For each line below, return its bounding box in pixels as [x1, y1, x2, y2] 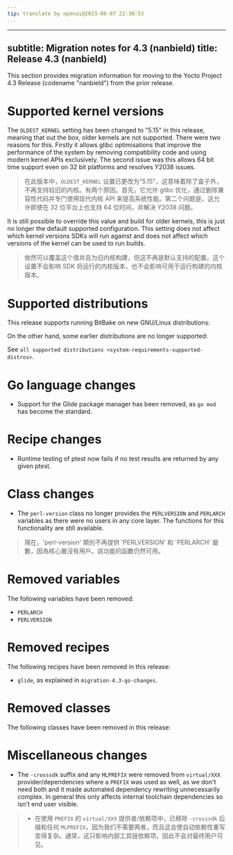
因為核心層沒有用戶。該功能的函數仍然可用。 [36, 547, 164, 555]
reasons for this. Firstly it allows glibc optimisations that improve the [7, 141, 202, 149]
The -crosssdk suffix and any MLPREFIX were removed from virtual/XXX [17, 770, 221, 779]
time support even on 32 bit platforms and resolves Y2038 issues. [7, 163, 196, 171]
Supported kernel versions [7, 103, 164, 119]
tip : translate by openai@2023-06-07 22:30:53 [7, 10, 144, 17]
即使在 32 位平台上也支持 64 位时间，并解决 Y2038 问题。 [30, 203, 197, 211]
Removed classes [7, 700, 111, 716]
